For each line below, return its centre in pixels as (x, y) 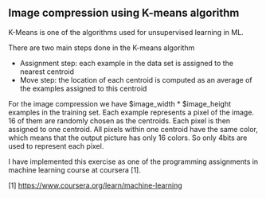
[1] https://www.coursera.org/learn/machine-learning (96, 185)
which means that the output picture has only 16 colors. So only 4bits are (128, 138)
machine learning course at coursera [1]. (74, 169)
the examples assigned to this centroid (83, 88)
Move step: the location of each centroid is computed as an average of (136, 80)
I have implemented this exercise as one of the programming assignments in (133, 161)
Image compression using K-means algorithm (124, 13)
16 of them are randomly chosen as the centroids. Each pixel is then (119, 120)
